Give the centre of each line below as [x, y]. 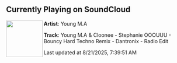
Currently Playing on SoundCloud [68, 10]
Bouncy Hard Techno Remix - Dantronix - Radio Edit [106, 41]
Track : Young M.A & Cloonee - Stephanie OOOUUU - [107, 35]
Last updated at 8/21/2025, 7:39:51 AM [90, 52]
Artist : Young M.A [65, 23]
